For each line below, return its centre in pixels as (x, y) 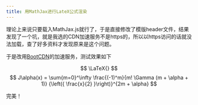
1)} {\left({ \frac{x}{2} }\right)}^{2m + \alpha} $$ (99, 84)
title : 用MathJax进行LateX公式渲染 (47, 12)
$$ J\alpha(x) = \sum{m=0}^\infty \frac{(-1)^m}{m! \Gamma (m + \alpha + (99, 77)
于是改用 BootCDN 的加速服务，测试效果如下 (59, 56)
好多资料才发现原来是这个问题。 (76, 44)
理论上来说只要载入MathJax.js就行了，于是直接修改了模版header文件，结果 (98, 29)
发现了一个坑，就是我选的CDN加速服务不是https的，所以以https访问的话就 (96, 37)
